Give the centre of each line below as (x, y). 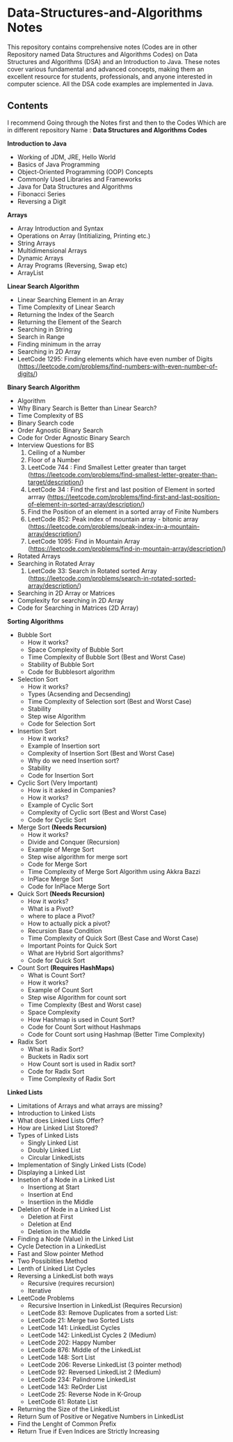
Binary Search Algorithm (43, 387)
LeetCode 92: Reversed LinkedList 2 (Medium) (94, 1372)
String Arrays (36, 243)
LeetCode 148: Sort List (61, 1357)
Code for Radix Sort (56, 1071)
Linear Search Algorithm (43, 286)
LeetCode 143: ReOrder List (67, 1386)
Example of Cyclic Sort (61, 805)
